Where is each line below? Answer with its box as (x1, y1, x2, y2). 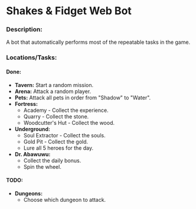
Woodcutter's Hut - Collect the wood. (23, 119, 115, 126)
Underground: (14, 126, 51, 133)
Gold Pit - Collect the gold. (23, 138, 89, 145)
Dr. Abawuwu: (14, 150, 51, 157)
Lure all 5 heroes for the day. (23, 144, 93, 152)
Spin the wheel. (23, 163, 62, 170)
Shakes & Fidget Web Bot (6, 4, 132, 18)
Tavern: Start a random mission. (14, 81, 94, 88)
